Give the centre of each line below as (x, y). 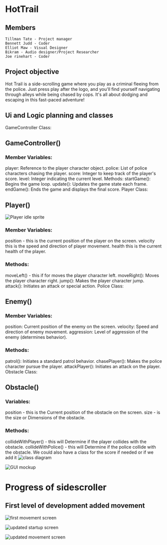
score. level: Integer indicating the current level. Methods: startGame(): (78, 179)
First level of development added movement (75, 506)
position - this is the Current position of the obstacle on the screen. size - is (83, 412)
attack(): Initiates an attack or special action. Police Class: (64, 286)
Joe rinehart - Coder (28, 56)
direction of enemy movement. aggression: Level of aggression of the (77, 332)
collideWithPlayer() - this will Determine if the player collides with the (76, 441)
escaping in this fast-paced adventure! (45, 100)
